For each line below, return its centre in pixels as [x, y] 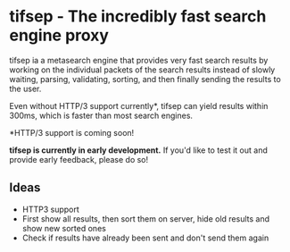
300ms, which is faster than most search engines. [101, 115]
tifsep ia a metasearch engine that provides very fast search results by [139, 60]
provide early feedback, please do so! [79, 159]
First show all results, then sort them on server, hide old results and [146, 218]
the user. [25, 88]
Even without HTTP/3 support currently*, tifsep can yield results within [139, 105]
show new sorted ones [64, 228]
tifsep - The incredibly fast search [138, 17]
